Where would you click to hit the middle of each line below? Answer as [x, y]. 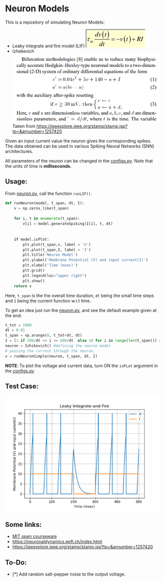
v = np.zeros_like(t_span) [41, 208]
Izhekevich [23, 51]
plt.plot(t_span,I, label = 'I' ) [57, 250]
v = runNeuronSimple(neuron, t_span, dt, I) [51, 356]
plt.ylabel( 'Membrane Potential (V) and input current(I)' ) [85, 260]
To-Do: [16, 562]
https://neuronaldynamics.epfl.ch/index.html [57, 542]
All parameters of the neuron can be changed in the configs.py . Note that [79, 161]
